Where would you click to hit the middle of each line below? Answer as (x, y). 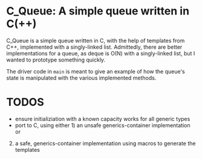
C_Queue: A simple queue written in (98, 11)
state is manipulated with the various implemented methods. (81, 78)
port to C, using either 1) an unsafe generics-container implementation (103, 125)
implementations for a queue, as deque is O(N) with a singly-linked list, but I (101, 53)
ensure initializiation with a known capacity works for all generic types (103, 119)
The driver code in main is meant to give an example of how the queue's (96, 71)
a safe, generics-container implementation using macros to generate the (105, 143)
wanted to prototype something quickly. (56, 60)
